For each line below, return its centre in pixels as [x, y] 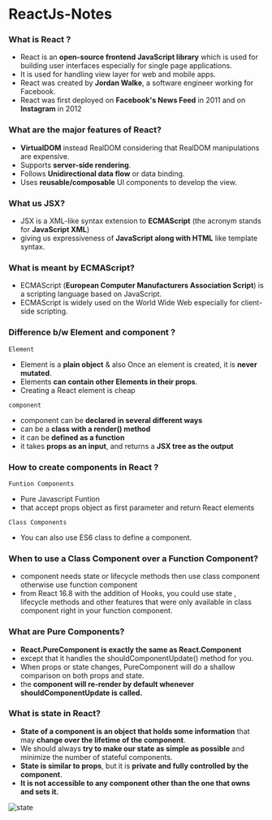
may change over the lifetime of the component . [103, 740]
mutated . [36, 373]
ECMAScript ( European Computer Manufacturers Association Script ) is [142, 286]
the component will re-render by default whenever [107, 684]
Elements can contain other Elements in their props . [109, 382]
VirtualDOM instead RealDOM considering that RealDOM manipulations [140, 148]
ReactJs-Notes [60, 14]
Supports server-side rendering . [76, 165]
